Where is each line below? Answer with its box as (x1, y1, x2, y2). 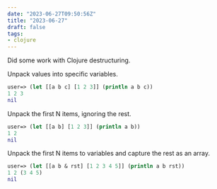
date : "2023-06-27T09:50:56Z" (7, 10, 97, 18)
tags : (7, 30, 23, 38)
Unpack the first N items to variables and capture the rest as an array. (7, 149, 211, 158)
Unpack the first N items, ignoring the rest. (7, 109, 132, 118)
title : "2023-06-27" (7, 17, 69, 24)
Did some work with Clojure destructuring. (7, 56, 131, 64)
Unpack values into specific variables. (7, 70, 119, 79)
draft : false (7, 23, 46, 30)
